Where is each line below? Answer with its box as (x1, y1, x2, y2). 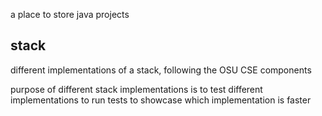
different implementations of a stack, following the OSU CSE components (10, 64, 312, 76)
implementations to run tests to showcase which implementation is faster (10, 94, 312, 106)
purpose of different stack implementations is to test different (10, 83, 263, 95)
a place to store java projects (10, 9, 130, 20)
